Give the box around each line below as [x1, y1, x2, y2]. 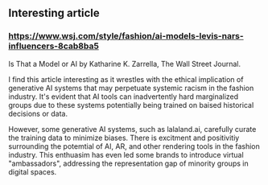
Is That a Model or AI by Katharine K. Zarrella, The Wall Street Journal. [8, 59, 241, 68]
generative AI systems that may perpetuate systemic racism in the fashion [8, 83, 254, 92]
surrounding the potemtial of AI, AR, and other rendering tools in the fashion [8, 141, 260, 151]
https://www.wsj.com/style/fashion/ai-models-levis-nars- [8, 31, 244, 42]
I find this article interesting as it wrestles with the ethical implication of [8, 74, 244, 84]
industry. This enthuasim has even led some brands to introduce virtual [8, 150, 244, 159]
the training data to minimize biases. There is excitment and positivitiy [8, 133, 240, 142]
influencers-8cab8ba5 [8, 40, 99, 51]
